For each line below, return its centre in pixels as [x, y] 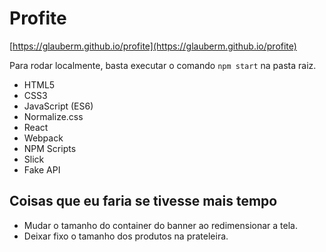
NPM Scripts [50, 148]
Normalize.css [53, 116]
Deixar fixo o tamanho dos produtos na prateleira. [126, 236]
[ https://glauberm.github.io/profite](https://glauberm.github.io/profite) [153, 46]
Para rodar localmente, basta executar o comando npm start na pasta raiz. [163, 65]
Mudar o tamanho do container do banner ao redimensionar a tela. [160, 225]
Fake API [42, 169]
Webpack [43, 138]
